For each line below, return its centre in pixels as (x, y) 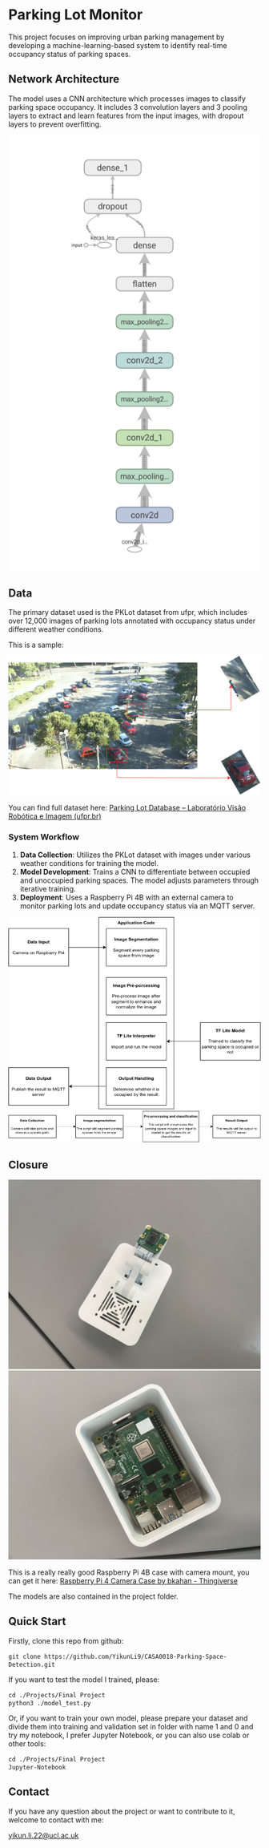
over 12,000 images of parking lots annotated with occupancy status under (132, 621)
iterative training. (48, 888)
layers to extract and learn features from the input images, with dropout (126, 115)
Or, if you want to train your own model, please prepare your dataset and (128, 1718)
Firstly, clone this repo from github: (66, 1640)
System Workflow (44, 837)
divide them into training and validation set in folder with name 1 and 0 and (131, 1726)
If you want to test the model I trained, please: (84, 1679)
